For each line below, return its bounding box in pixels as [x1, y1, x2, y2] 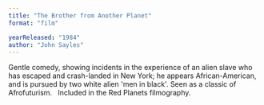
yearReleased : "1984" [8, 33, 81, 41]
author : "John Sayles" [8, 41, 84, 49]
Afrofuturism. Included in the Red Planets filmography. [8, 88, 191, 98]
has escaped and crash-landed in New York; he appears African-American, [8, 71, 257, 80]
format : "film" [8, 19, 59, 27]
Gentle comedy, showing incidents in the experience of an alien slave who [8, 63, 253, 72]
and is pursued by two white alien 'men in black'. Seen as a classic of [8, 80, 237, 89]
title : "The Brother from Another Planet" [8, 11, 152, 20]
